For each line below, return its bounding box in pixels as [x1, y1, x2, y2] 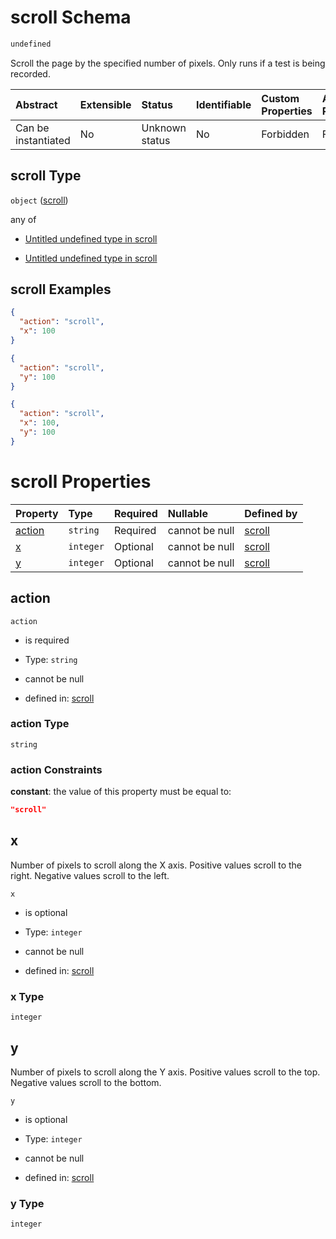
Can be [15, 121, 50, 135]
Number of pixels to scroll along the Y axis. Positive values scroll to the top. [10, 1066, 321, 1078]
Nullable [167, 506, 208, 520]
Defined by [244, 506, 298, 520]
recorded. [10, 67, 51, 80]
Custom [261, 91, 300, 105]
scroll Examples [10, 281, 112, 298]
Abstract [15, 97, 58, 111]
